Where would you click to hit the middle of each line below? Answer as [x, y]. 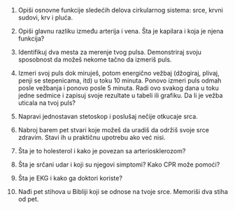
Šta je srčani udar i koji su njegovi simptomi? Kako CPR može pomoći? [119, 164]
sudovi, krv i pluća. [45, 17]
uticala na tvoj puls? [47, 103]
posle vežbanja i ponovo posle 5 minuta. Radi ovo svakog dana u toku [118, 88]
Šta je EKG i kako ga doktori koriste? [70, 178]
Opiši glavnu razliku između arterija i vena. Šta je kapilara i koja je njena [121, 31]
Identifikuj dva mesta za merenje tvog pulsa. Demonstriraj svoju [110, 52]
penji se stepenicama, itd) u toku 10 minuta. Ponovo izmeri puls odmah [120, 80]
